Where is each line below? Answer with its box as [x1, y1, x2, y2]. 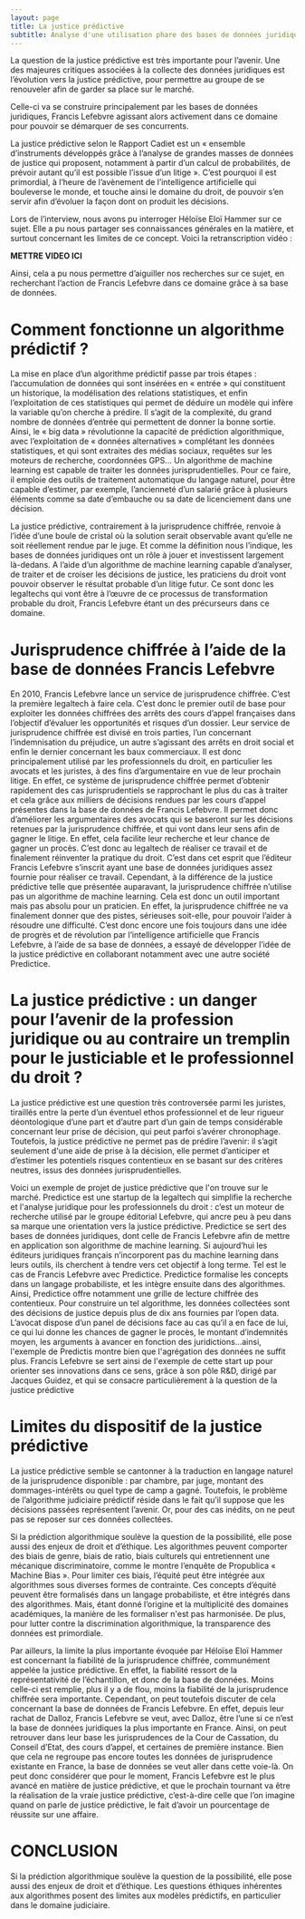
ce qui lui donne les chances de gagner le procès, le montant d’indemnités [10, 1327, 289, 1338]
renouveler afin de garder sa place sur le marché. [10, 83, 195, 95]
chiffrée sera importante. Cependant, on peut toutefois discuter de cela [10, 1693, 276, 1705]
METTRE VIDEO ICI [10, 250, 82, 261]
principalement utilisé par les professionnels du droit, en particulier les [10, 756, 272, 767]
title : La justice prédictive [10, 22, 125, 31]
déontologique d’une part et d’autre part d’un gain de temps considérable [10, 1116, 283, 1127]
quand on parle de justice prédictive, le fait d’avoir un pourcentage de [10, 1799, 270, 1810]
